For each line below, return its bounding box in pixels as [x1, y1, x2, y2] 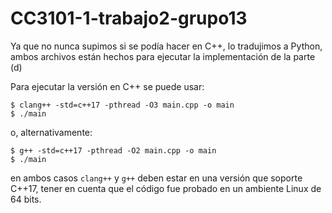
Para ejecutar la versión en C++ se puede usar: [10, 80, 205, 92]
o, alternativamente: [10, 126, 93, 138]
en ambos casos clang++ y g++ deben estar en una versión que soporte [10, 172, 303, 184]
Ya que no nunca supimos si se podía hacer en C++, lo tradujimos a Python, [10, 40, 323, 52]
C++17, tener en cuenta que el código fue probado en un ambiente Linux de [10, 182, 322, 194]
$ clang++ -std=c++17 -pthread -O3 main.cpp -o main [10, 100, 235, 110]
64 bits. [10, 193, 42, 205]
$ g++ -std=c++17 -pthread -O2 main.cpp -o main [10, 145, 217, 156]
